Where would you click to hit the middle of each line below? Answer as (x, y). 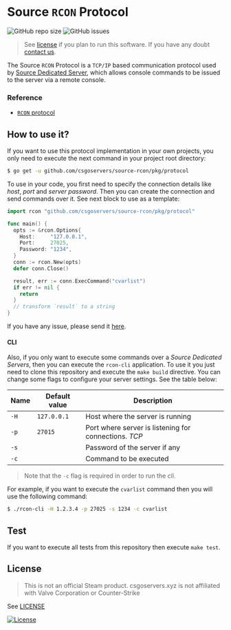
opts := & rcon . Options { (47, 230)
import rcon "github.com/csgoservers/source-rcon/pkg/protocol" (101, 211)
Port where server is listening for (138, 428)
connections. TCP (114, 436)
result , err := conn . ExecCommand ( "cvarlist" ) (80, 281)
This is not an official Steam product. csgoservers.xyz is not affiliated (122, 585)
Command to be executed (127, 459)
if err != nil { (36, 287)
